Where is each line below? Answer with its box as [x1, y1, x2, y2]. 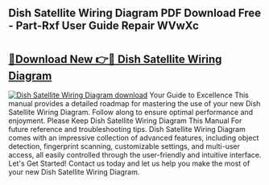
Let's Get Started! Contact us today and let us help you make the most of [8, 158, 250, 168]
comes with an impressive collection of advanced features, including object [8, 133, 259, 142]
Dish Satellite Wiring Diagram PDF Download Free [8, 6, 262, 20]
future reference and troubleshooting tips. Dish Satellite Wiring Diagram [8, 125, 246, 134]
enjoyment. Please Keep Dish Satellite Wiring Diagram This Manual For [8, 116, 242, 125]
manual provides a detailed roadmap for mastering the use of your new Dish [8, 99, 261, 108]
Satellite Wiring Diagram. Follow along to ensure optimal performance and [8, 108, 254, 117]
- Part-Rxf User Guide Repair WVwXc [8, 19, 200, 33]
